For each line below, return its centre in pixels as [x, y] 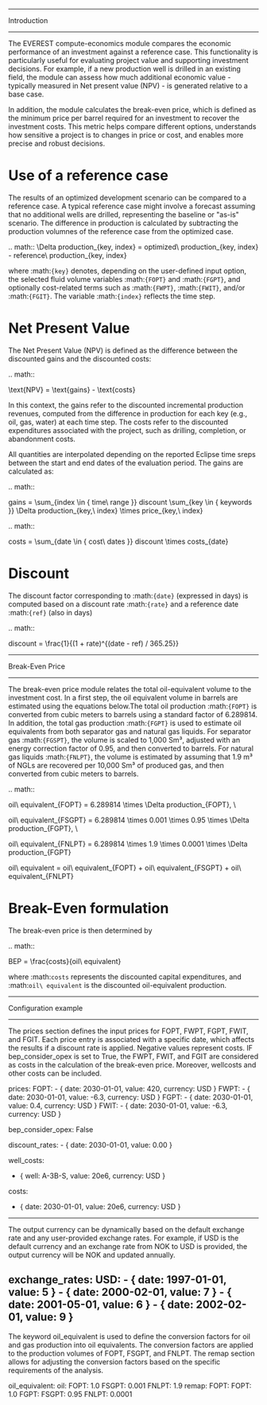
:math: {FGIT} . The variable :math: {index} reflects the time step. [112, 296]
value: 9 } [49, 1317]
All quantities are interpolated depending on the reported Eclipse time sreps [132, 454]
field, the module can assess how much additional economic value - [120, 77]
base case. [26, 94]
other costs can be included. [55, 1073]
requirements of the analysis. [56, 1370]
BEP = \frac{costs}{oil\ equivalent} [65, 961]
